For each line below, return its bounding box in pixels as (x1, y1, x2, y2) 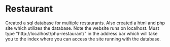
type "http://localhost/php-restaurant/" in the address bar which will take (5, 30, 158, 36)
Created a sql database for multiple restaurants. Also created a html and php (5, 20, 165, 26)
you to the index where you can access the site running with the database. (5, 36, 161, 42)
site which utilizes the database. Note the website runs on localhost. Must (5, 25, 159, 31)
